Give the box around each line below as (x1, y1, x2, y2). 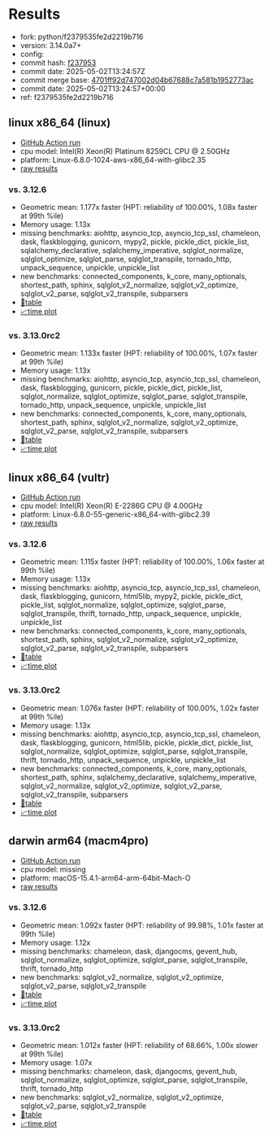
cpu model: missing (19, 864, 87, 874)
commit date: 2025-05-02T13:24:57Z (19, 66, 146, 76)
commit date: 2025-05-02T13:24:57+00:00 (19, 83, 166, 94)
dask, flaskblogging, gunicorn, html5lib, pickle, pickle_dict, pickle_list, (19, 737, 253, 747)
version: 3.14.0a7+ (19, 40, 82, 50)
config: (19, 49, 45, 59)
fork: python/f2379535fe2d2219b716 (19, 32, 144, 42)
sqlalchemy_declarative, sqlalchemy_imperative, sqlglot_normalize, (19, 246, 244, 256)
